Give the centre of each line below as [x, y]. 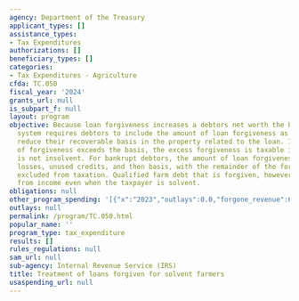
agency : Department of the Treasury [77, 17]
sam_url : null [36, 258]
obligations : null [43, 191]
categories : [31, 68]
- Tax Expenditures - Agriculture [73, 76]
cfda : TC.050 [33, 84]
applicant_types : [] [48, 26]
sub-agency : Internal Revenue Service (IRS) [93, 266]
